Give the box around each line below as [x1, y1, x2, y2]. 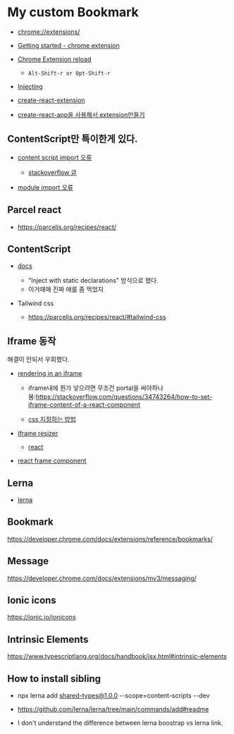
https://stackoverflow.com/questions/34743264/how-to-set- [35, 393, 213, 401]
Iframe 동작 [7, 335, 56, 347]
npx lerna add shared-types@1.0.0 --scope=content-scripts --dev [17, 692, 210, 700]
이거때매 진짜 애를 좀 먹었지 [27, 285, 104, 293]
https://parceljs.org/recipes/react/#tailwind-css [27, 313, 166, 322]
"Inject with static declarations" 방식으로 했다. [27, 276, 159, 285]
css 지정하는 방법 [27, 415, 76, 424]
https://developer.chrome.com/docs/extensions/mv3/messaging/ [7, 574, 197, 582]
